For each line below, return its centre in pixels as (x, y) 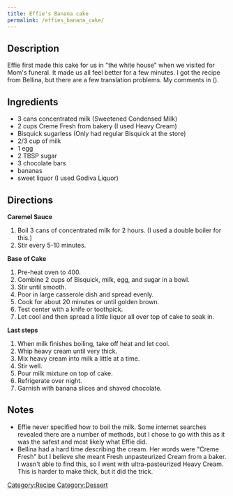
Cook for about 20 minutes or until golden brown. (88, 301)
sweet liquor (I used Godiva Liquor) (68, 178)
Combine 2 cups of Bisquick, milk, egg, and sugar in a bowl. (103, 279)
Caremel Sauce (30, 216)
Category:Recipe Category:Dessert (58, 485)
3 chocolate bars (42, 163)
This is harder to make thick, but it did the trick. (85, 471)
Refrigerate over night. (50, 380)
